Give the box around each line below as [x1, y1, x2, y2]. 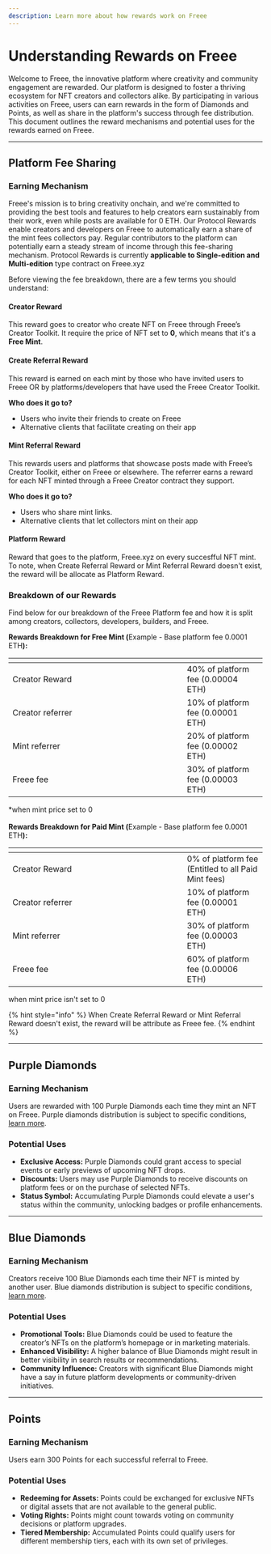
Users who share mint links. [19, 507, 113, 516]
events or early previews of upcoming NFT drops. [19, 1165, 186, 1175]
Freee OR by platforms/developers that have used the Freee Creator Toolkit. [8, 382, 261, 392]
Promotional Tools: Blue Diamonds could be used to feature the [19, 1329, 233, 1340]
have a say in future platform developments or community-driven [19, 1373, 236, 1382]
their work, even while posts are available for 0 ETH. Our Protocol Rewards [8, 216, 256, 226]
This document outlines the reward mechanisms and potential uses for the [8, 117, 256, 126]
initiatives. [19, 1381, 54, 1391]
